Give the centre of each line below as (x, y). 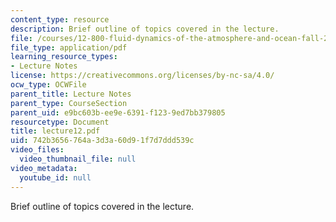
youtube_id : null (55, 177)
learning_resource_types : (64, 57)
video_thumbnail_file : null (78, 159)
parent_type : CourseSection (69, 103)
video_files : (37, 150)
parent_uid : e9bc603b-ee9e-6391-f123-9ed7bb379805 (118, 112)
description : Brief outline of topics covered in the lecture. (145, 29)
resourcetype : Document (60, 122)
